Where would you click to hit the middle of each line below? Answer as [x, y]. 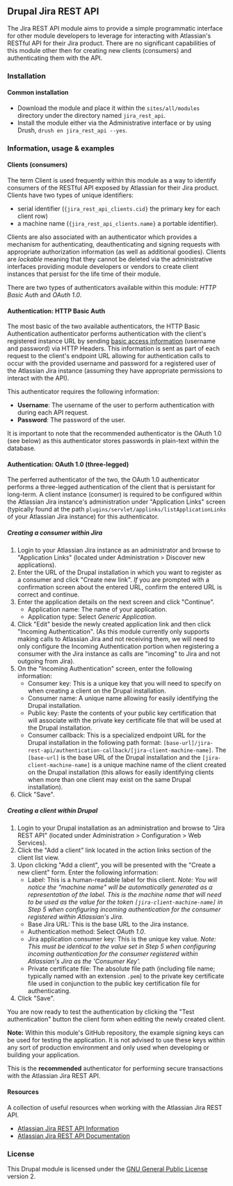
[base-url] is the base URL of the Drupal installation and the [114, 757]
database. [22, 448]
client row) [33, 216]
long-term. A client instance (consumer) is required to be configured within [115, 495]
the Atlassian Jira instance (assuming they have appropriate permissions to [115, 371]
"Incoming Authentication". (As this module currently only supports [113, 632]
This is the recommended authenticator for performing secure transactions [115, 1068]
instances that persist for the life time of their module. [84, 274]
